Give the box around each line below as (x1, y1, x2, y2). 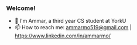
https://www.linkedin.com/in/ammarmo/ (14, 32, 111, 39)
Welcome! (6, 4, 36, 12)
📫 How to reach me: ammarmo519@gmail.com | (14, 24, 132, 31)
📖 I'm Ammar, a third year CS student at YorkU (14, 18, 126, 25)
